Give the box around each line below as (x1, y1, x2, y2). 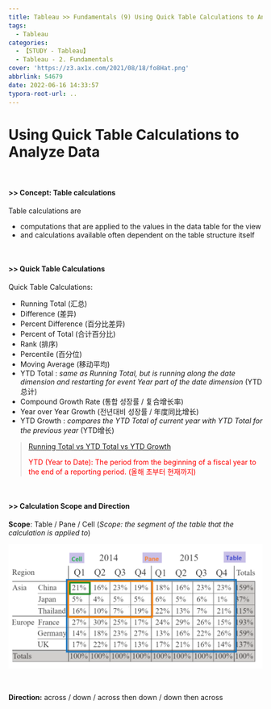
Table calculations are (8, 206, 81, 216)
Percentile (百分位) (19, 349, 82, 359)
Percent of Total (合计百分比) (19, 329, 116, 338)
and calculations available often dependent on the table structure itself (19, 230, 256, 240)
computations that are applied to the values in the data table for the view (19, 221, 261, 231)
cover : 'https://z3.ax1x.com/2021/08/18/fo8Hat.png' (8, 65, 190, 73)
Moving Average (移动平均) (19, 359, 110, 369)
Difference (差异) (19, 308, 77, 318)
